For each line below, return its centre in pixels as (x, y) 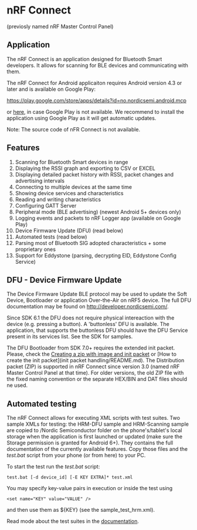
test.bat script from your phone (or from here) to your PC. (76, 456)
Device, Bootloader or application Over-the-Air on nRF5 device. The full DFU (99, 300)
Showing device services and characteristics (69, 193)
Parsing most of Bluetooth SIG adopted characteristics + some (91, 243)
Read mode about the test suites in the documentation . (73, 521)
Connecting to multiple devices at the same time (74, 187)
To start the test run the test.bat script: (53, 467)
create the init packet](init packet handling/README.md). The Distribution (96, 361)
